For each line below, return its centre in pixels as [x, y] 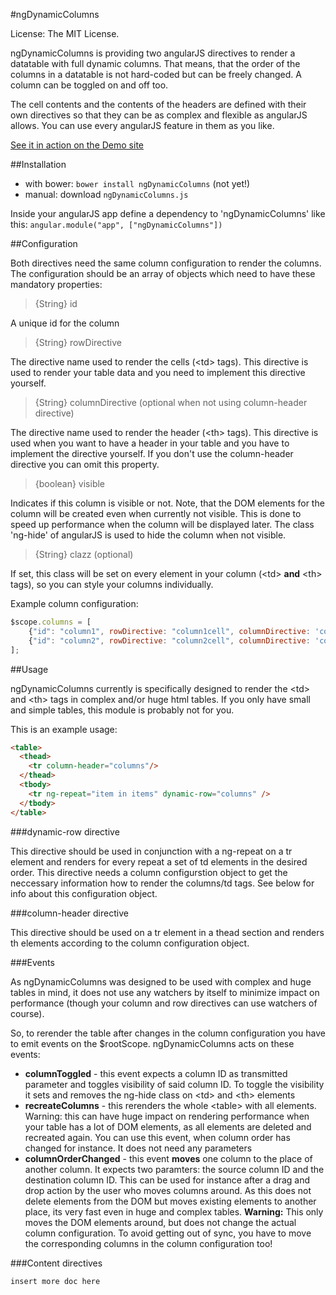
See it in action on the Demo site [77, 145]
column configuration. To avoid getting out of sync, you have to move [168, 1233]
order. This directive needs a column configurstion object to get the [149, 872]
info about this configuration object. [84, 893]
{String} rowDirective [78, 342]
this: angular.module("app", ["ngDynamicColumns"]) [116, 224]
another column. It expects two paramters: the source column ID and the [174, 1169]
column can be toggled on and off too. [89, 85]
